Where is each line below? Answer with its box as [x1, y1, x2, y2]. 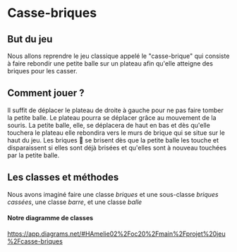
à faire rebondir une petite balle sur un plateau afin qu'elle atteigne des [7, 59, 214, 68]
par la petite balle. [7, 150, 60, 160]
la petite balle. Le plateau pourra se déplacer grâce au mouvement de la [7, 113, 217, 121]
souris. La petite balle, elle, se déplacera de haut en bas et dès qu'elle [7, 121, 210, 129]
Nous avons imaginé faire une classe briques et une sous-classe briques [7, 190, 219, 198]
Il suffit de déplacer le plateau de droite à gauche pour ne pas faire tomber [7, 106, 224, 114]
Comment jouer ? [7, 87, 85, 100]
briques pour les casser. [7, 67, 78, 75]
